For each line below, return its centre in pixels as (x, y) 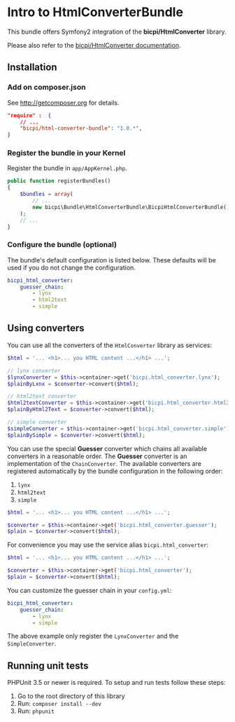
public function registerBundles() (59, 181)
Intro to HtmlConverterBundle (95, 12)
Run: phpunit (36, 711)
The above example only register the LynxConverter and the (93, 636)
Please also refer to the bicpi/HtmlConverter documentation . (94, 45)
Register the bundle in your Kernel (66, 153)
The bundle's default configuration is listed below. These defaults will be (112, 260)
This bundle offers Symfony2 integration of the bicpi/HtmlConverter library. (117, 32)
